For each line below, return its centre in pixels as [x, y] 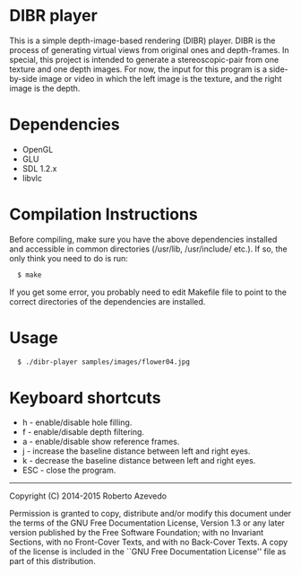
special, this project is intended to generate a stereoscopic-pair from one [144, 59]
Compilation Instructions [104, 214]
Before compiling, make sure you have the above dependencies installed [143, 239]
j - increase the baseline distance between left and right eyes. [136, 451]
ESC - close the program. [69, 470]
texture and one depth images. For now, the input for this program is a [138, 69]
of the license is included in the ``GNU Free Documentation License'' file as [148, 552]
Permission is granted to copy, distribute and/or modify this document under [150, 514]
